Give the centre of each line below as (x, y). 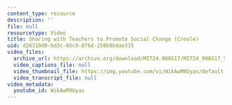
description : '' (30, 20)
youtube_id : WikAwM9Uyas (49, 90)
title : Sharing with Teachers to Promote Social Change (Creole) (103, 39)
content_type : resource (41, 13)
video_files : (26, 52)
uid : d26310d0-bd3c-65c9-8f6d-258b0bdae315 (71, 46)
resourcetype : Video (37, 33)
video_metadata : (30, 84)
